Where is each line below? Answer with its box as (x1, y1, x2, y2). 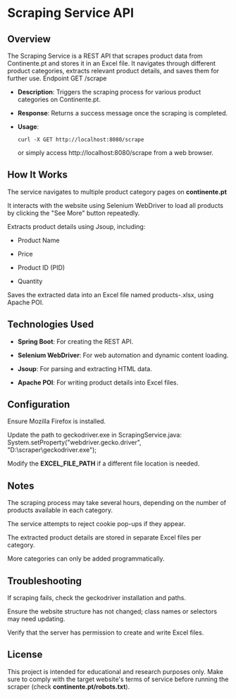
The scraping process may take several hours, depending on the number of (7, 499, 227, 507)
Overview (7, 33, 51, 45)
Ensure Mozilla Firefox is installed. (7, 417, 106, 425)
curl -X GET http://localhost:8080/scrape (17, 136, 144, 143)
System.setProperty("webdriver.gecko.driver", (7, 438, 142, 447)
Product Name (17, 236, 60, 244)
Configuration (7, 399, 70, 411)
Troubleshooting (7, 575, 82, 587)
